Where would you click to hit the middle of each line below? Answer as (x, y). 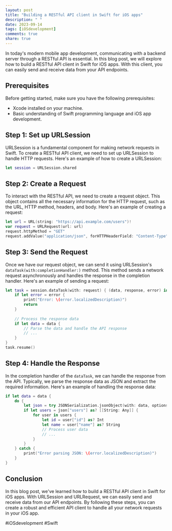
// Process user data (65, 429)
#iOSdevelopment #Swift (31, 523)
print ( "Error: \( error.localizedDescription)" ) (75, 300)
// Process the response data (47, 319)
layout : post (19, 10)
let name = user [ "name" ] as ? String (81, 425)
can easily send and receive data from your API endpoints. (67, 69)
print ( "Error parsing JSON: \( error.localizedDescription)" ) (90, 454)
